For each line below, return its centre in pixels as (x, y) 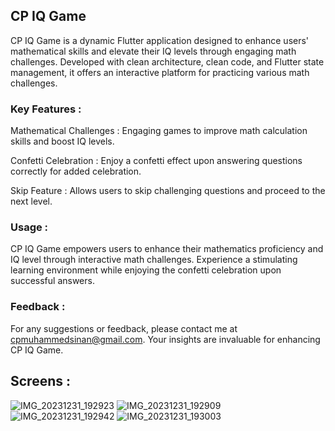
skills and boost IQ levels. (62, 141)
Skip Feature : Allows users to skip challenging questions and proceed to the (168, 191)
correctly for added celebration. (76, 171)
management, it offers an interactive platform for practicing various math (160, 72)
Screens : (40, 381)
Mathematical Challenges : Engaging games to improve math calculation (159, 131)
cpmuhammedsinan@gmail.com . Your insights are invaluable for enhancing (165, 339)
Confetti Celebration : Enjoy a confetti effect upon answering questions (156, 161)
